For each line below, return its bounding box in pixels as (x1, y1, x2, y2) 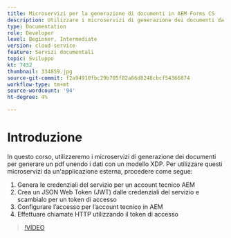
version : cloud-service (7, 42, 76, 49)
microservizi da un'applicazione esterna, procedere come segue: (7, 167, 193, 175)
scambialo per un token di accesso (17, 195, 118, 203)
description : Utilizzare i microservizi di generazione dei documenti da (7, 17, 225, 24)
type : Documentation (7, 23, 67, 30)
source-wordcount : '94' (7, 87, 76, 94)
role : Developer (7, 29, 54, 37)
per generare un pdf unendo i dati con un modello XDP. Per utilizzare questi (7, 160, 223, 168)
